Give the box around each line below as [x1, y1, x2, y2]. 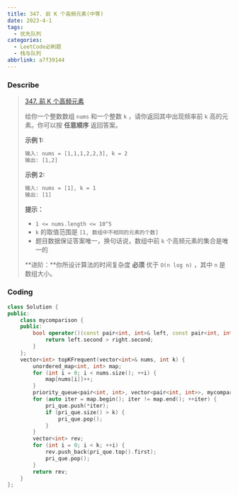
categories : [7, 37, 42, 44]
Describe [7, 79, 40, 89]
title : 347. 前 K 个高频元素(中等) [7, 10, 104, 18]
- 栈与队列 [13, 50, 42, 57]
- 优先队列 [13, 30, 42, 38]
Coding [7, 287, 33, 297]
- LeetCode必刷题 [13, 43, 62, 50]
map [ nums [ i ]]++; [45, 376, 93, 383]
